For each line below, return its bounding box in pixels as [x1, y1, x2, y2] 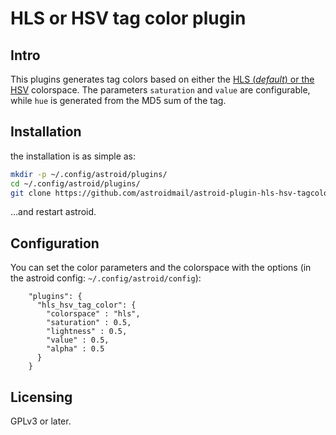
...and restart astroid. [10, 206, 97, 218]
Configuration [10, 235, 100, 252]
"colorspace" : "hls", [46, 309, 141, 319]
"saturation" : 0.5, [46, 318, 132, 328]
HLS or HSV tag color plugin [10, 7, 247, 30]
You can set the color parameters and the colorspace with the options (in [10, 262, 312, 274]
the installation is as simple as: [10, 150, 137, 162]
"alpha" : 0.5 [46, 344, 105, 354]
